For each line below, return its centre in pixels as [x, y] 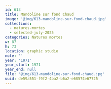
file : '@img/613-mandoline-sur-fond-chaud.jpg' [55, 74]
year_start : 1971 [23, 65]
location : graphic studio [32, 51]
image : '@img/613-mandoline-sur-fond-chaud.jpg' [56, 19]
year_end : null [21, 70]
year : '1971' [18, 60]
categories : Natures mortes [34, 38]
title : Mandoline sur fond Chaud [39, 14]
